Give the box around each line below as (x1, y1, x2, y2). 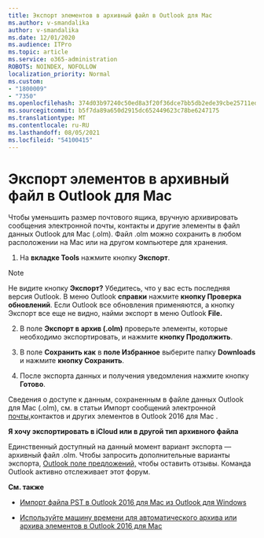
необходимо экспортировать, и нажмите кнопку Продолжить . (19, 332, 233, 342)
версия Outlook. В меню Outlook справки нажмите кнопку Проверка (8, 292, 242, 302)
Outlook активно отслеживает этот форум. (8, 467, 151, 477)
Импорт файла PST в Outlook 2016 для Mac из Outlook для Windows (19, 498, 247, 507)
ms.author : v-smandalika (8, 19, 90, 27)
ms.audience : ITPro (8, 41, 72, 49)
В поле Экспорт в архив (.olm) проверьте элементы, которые (19, 324, 228, 333)
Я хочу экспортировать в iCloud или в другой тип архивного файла (8, 427, 239, 436)
